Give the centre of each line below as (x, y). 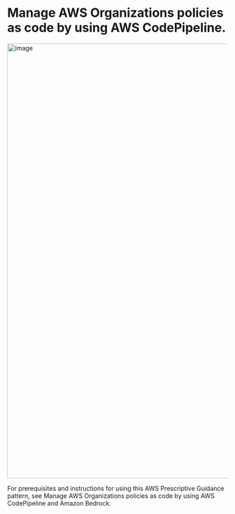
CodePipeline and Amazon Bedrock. (59, 503)
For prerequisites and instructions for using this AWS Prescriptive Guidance (116, 488)
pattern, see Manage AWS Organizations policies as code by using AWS (111, 496)
